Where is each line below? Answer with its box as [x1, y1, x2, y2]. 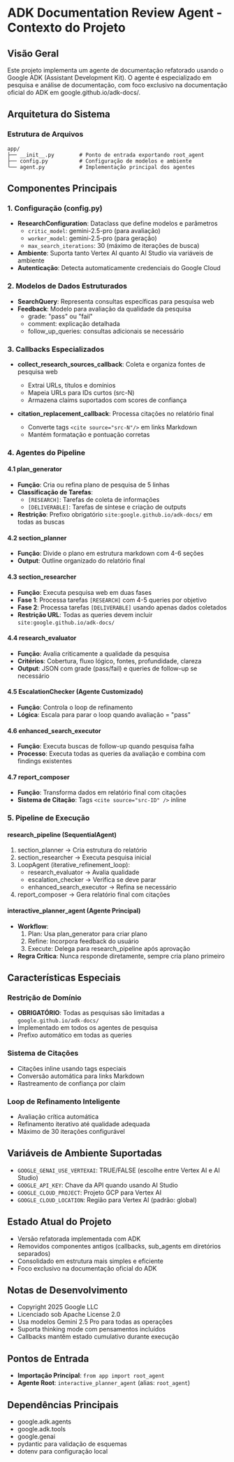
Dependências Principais [7, 1398, 119, 1411]
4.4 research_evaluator [7, 634, 77, 642]
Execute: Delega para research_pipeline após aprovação [27, 944, 191, 952]
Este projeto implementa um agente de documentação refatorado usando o [7, 66, 224, 74]
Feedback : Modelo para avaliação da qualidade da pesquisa [17, 304, 191, 313]
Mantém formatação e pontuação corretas [27, 430, 150, 438]
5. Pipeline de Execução [7, 813, 90, 823]
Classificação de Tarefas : [17, 488, 93, 496]
